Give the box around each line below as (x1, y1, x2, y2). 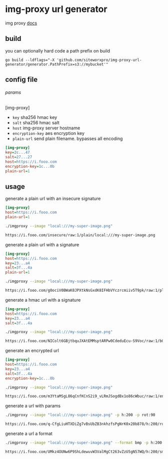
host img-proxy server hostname (12, 125, 80, 131)
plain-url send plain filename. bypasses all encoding (12, 136, 123, 142)
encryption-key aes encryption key (12, 130, 85, 136)
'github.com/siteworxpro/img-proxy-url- (56, 57, 142, 62)
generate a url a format (5, 431, 52, 437)
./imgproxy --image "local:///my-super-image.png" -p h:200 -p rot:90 (5, 413, 155, 418)
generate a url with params (5, 403, 61, 409)
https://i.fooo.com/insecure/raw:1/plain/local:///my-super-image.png (5, 232, 155, 238)
